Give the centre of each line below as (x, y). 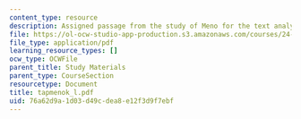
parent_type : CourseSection (62, 76)
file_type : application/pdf (62, 42)
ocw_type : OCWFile (43, 59)
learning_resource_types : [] (64, 51)
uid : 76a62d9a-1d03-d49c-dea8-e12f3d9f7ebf (92, 101)
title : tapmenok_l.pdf (52, 92)
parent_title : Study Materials (68, 68)
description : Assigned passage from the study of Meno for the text (140, 26)
